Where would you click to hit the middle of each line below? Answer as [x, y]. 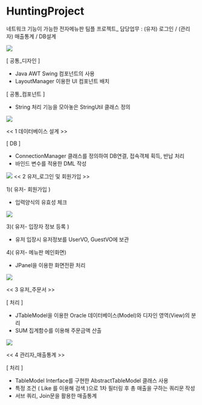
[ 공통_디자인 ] [23, 60]
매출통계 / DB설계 [35, 36]
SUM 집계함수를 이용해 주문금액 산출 [58, 330]
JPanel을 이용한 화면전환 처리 [50, 265]
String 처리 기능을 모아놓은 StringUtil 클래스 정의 [73, 107]
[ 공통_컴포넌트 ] [26, 94]
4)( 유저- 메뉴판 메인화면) [36, 252]
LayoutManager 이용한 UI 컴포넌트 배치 [62, 81]
